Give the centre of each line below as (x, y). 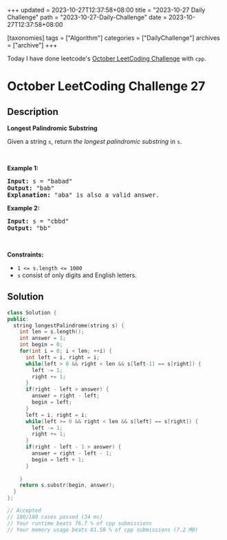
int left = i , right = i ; (62, 357)
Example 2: (23, 208)
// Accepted (24, 511)
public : (18, 319)
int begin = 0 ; (41, 345)
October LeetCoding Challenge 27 (106, 86)
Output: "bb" (29, 228)
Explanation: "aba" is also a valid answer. (84, 195)
